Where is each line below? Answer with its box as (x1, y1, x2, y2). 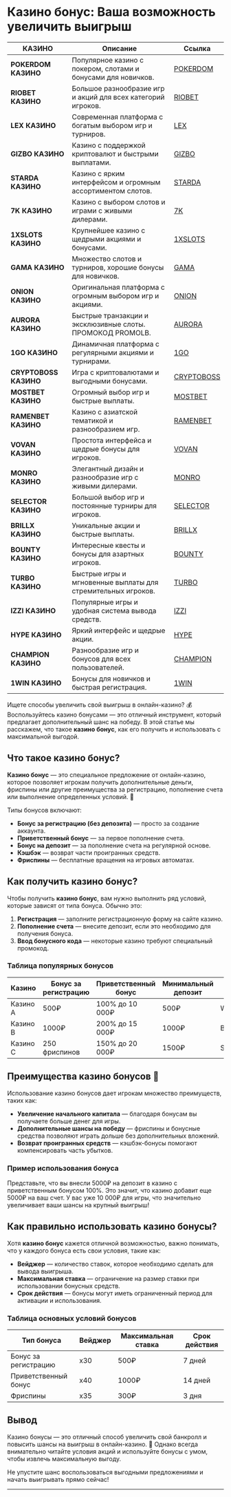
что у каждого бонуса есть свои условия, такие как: (7, 1246, 162, 1255)
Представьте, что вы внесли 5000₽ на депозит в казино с (7, 1178, 177, 1187)
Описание (102, 43, 137, 53)
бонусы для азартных (71, 549, 144, 558)
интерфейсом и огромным (71, 177, 161, 187)
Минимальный (162, 979, 214, 988)
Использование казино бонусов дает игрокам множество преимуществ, (7, 1089, 222, 1097)
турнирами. (71, 356, 111, 365)
